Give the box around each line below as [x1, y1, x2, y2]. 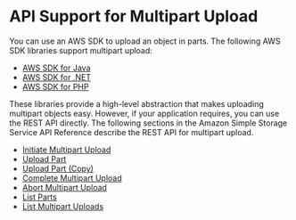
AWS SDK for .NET [21, 71, 92, 82]
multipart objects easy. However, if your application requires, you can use [9, 108, 280, 118]
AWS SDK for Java [21, 62, 91, 73]
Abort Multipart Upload [21, 182, 107, 192]
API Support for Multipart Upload [9, 6, 259, 27]
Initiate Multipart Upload [21, 144, 111, 155]
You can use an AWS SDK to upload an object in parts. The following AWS [9, 36, 281, 46]
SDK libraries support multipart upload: [9, 45, 153, 55]
